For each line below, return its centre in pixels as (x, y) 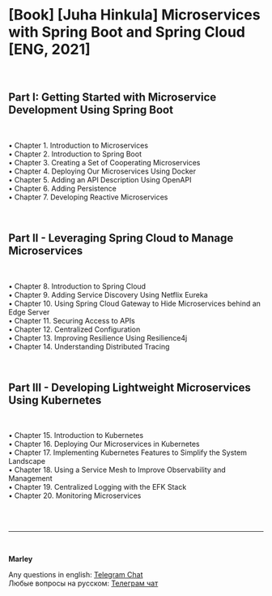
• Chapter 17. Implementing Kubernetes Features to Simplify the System (127, 452)
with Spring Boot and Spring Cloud (127, 32)
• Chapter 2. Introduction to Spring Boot (75, 154)
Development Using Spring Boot (91, 110)
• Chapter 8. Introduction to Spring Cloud (77, 286)
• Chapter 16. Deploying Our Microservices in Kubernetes (104, 444)
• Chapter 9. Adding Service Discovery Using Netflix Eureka (108, 294)
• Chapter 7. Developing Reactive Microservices (88, 197)
